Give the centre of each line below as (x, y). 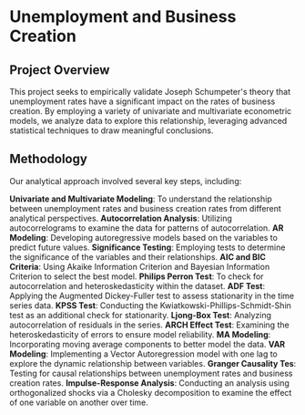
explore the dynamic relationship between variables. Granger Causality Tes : (153, 363)
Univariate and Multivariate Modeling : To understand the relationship (141, 199)
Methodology (49, 159)
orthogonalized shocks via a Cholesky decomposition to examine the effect (151, 392)
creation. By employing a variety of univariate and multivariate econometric (151, 111)
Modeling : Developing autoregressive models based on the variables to (143, 237)
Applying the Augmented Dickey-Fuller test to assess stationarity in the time (152, 296)
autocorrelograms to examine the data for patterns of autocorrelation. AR (147, 228)
